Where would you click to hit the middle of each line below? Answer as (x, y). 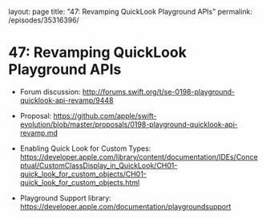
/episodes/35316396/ (44, 20)
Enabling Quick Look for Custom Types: (85, 148)
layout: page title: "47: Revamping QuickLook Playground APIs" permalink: (131, 12)
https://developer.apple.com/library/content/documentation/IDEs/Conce (139, 156)
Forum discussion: (50, 91)
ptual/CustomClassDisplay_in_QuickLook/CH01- (99, 165)
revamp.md (39, 132)
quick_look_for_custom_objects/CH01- (83, 174)
